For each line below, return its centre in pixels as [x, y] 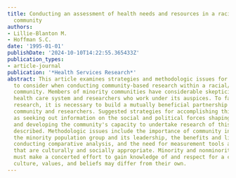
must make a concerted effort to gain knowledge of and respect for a [119, 157]
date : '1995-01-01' [36, 46]
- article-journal [34, 66]
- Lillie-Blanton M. [38, 33]
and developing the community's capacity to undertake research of [114, 124]
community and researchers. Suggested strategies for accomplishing [116, 111]
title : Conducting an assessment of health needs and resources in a [111, 14]
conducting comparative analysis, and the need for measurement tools [119, 144]
